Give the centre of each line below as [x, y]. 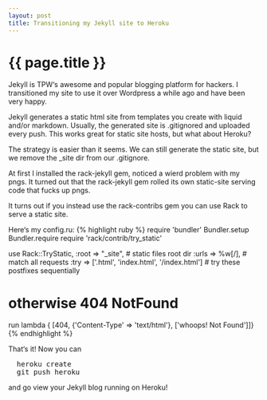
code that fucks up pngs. [49, 190]
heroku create [44, 364]
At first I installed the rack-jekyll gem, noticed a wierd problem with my [124, 173]
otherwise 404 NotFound [94, 303]
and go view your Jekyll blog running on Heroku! [88, 387]
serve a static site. [38, 214]
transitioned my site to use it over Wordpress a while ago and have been [127, 93]
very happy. [28, 101]
